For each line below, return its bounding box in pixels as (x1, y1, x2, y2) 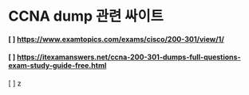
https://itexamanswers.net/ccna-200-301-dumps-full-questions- (17, 52, 241, 62)
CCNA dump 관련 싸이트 (8, 7, 164, 25)
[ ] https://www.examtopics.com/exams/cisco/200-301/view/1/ (8, 34, 225, 44)
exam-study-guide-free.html (8, 61, 107, 70)
